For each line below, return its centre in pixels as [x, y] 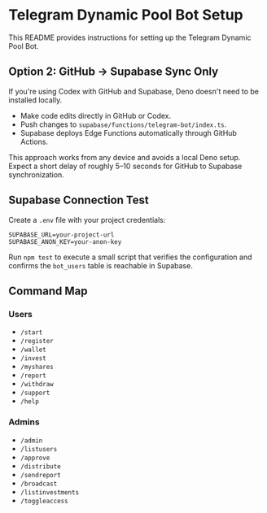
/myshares [37, 367]
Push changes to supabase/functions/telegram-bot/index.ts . [123, 124]
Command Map [48, 291]
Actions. [34, 141]
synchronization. [37, 174]
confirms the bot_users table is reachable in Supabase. [101, 265]
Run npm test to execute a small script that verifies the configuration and [130, 257]
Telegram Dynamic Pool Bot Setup [126, 15]
